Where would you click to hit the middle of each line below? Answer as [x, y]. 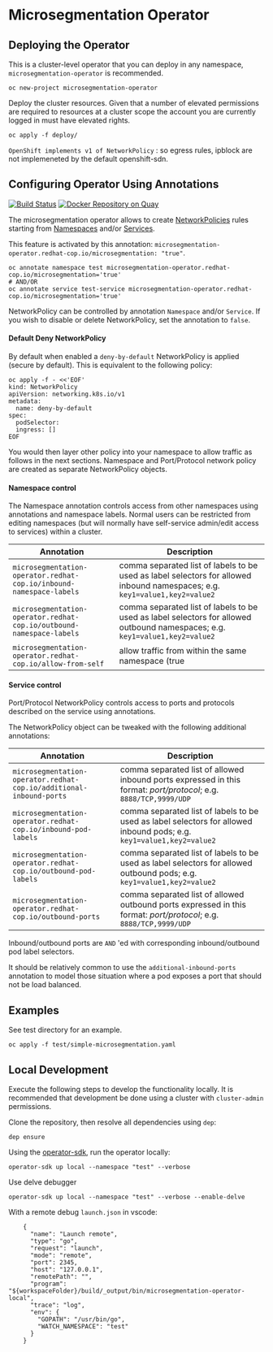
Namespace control [43, 487]
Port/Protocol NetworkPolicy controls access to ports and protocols [121, 703]
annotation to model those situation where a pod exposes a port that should [135, 976]
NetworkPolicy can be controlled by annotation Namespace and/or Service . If [134, 311]
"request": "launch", [67, 1249]
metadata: [25, 401]
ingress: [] [36, 430]
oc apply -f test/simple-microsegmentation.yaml [92, 1045]
